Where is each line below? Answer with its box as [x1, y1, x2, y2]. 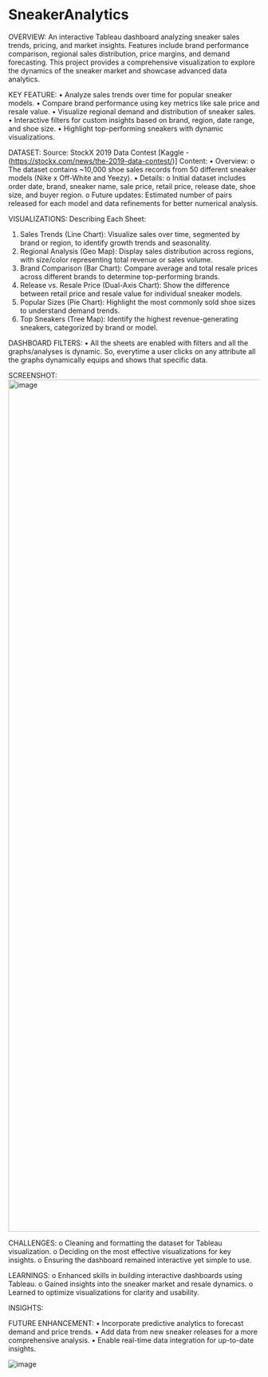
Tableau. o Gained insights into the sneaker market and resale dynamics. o [8, 1279, 254, 1288]
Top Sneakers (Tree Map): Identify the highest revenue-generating [19, 314, 239, 324]
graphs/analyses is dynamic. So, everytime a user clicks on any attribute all [8, 346, 256, 356]
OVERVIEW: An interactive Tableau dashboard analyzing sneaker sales [8, 32, 240, 41]
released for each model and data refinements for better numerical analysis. [8, 198, 258, 208]
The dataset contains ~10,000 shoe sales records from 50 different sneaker [8, 164, 257, 174]
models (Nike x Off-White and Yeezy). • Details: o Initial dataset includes [8, 173, 246, 183]
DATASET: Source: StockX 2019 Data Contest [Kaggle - [8, 148, 190, 157]
